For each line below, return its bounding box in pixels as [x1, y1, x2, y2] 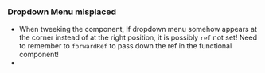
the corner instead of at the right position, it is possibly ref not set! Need [18, 33, 258, 42]
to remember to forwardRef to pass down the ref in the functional [18, 41, 232, 51]
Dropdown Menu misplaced [7, 6, 117, 17]
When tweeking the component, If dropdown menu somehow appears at [18, 25, 258, 34]
